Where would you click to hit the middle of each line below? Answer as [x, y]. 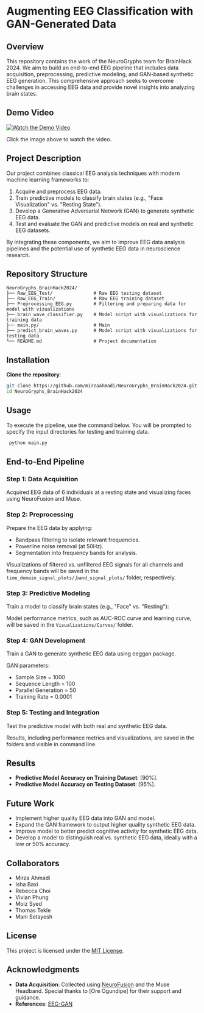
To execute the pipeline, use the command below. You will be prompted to [99, 425]
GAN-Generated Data [62, 24]
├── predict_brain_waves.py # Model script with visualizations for [102, 331]
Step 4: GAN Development [46, 640]
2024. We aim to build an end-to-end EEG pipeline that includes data [93, 68]
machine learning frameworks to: [48, 179]
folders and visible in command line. [52, 744]
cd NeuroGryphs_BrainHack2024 [45, 392]
